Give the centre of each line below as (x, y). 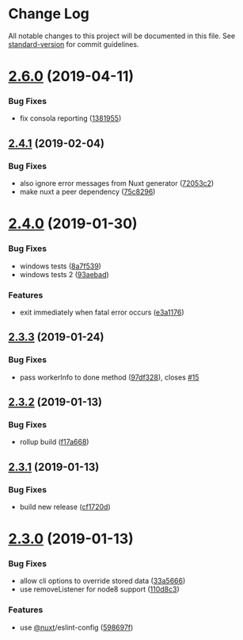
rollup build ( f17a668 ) (54, 442)
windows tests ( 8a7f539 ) (60, 266)
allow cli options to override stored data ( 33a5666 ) (103, 581)
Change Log (49, 14)
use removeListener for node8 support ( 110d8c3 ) (99, 589)
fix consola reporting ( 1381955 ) (70, 118)
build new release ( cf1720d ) (65, 507)
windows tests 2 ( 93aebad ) (64, 274)
